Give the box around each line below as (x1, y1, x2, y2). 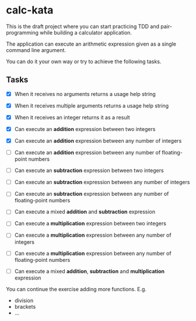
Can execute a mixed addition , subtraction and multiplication (14, 267, 165, 275)
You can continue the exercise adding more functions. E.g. (6, 285, 147, 292)
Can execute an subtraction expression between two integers (14, 167, 164, 174)
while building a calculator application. (40, 29, 132, 36)
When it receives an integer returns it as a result (14, 113, 130, 120)
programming (6, 29, 39, 36)
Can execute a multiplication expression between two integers (14, 220, 166, 227)
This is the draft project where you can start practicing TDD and (6, 23, 159, 30)
